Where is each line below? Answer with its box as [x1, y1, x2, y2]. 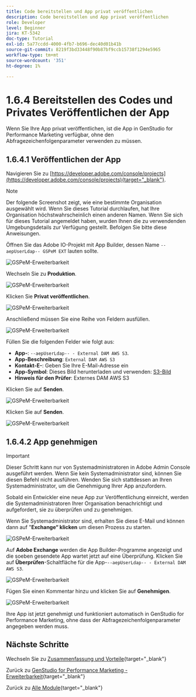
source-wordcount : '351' [6, 57, 67, 63]
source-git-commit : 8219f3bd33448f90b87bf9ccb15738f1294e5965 [6, 47, 161, 53]
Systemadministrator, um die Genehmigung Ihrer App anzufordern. [6, 482, 167, 489]
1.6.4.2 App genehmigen [6, 437, 98, 447]
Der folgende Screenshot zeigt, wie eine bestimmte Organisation [6, 199, 162, 206]
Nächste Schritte [6, 640, 69, 650]
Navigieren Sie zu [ [6, 170, 52, 177]
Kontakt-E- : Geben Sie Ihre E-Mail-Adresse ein [14, 362, 129, 369]
